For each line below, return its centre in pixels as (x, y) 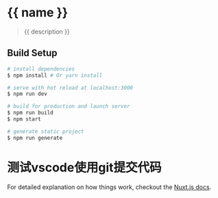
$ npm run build (30, 113)
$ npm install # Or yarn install (55, 75)
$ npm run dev (27, 94)
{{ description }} (47, 32)
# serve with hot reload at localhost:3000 (70, 88)
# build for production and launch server (69, 107)
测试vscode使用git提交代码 (84, 168)
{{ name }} (38, 13)
